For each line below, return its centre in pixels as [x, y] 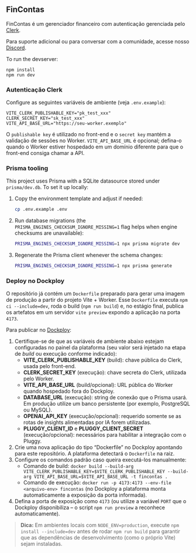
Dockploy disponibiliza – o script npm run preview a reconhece [90, 508]
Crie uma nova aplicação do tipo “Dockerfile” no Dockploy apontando [98, 447]
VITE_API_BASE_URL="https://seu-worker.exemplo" [66, 124]
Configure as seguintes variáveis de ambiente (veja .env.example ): [86, 103]
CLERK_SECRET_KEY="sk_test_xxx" [45, 119]
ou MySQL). [38, 410]
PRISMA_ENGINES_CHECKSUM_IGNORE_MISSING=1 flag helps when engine [96, 227]
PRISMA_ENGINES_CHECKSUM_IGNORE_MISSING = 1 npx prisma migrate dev [97, 244]
